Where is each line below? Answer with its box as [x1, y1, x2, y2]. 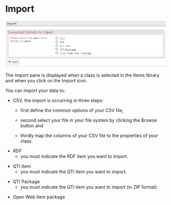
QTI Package [12, 178, 40, 185]
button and [20, 122, 43, 128]
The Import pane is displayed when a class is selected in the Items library [5, 72, 160, 78]
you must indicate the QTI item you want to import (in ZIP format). [20, 184, 158, 190]
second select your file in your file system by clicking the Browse [20, 117, 157, 123]
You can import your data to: [5, 87, 65, 94]
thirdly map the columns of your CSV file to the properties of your [20, 132, 158, 139]
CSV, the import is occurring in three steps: [12, 97, 104, 103]
